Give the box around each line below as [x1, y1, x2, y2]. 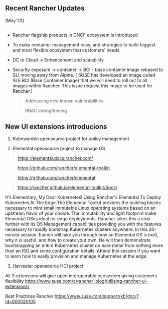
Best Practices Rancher [5, 293, 54, 299]
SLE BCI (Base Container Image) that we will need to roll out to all [12, 78, 147, 84]
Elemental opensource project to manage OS [12, 146, 105, 152]
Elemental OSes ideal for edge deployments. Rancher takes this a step [5, 216, 150, 222]
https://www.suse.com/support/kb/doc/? [54, 293, 139, 299]
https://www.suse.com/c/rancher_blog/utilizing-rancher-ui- [25, 278, 148, 284]
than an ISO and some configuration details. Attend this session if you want [5, 248, 160, 254]
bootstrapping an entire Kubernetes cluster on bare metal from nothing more [5, 242, 163, 249]
